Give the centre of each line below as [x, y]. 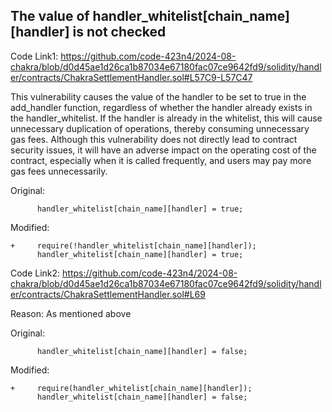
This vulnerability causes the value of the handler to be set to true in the [158, 96]
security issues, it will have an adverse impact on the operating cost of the [163, 150]
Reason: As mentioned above [71, 313]
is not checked [119, 32]
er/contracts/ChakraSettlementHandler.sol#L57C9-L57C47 [131, 77]
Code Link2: [35, 273]
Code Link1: [34, 56]
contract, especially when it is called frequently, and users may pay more [161, 160]
